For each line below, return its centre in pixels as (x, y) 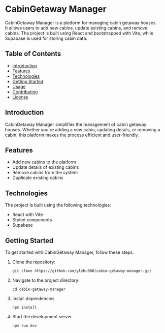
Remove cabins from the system (45, 173)
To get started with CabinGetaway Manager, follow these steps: (69, 252)
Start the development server (42, 316)
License (20, 97)
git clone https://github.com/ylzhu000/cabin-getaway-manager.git (82, 271)
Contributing (25, 91)
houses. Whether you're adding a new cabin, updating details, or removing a (83, 129)
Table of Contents (33, 54)
